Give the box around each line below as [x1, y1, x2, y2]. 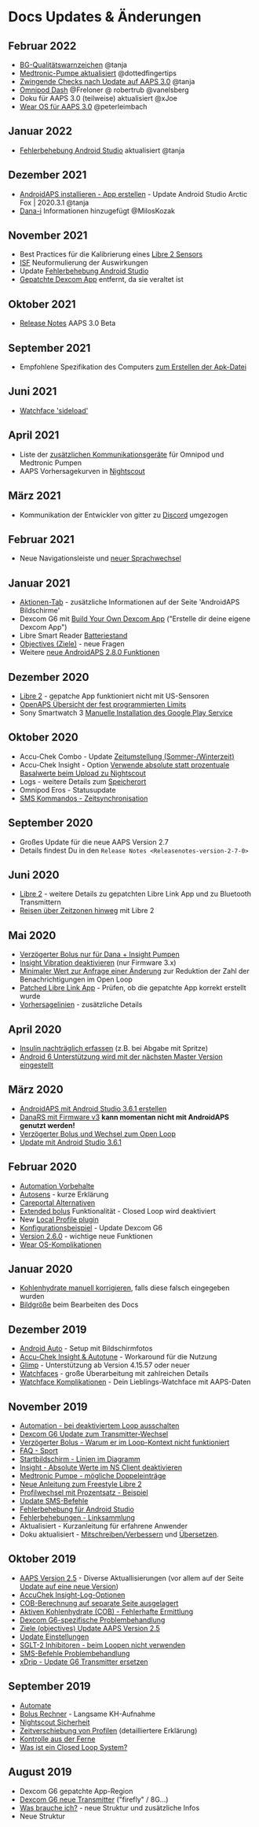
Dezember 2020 [8, 670, 89, 684]
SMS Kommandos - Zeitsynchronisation [19, 793, 148, 803]
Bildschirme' [19, 606, 60, 616]
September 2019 [8, 1680, 92, 1693]
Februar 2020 [8, 1160, 77, 1174]
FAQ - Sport [19, 1446, 59, 1455]
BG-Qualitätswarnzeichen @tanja [19, 60, 128, 69]
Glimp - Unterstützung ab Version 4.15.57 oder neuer [19, 1360, 191, 1370]
